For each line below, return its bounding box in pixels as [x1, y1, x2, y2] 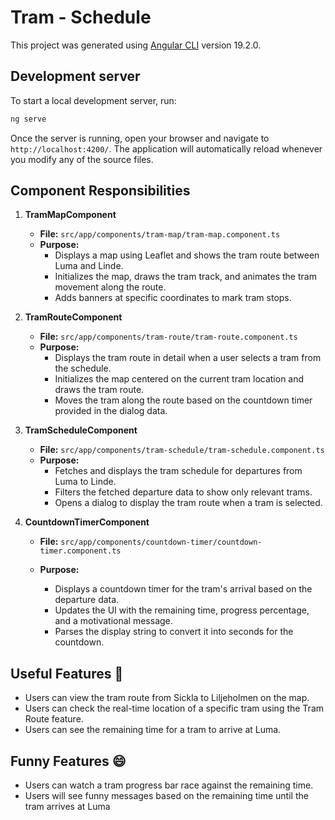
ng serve [10, 114, 47, 124]
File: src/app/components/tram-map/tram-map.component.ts [39, 228, 281, 240]
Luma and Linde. [54, 260, 124, 272]
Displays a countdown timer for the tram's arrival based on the [54, 583, 313, 595]
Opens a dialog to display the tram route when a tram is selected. [54, 497, 323, 509]
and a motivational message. [54, 615, 173, 627]
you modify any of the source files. [10, 153, 154, 165]
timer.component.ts [39, 546, 122, 556]
